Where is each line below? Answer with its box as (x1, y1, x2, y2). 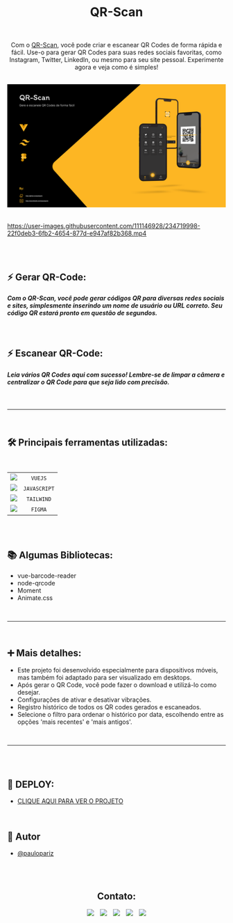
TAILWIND (26, 496, 52, 503)
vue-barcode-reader (17, 571, 76, 580)
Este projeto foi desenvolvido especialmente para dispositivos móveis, (17, 665, 218, 674)
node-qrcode (17, 578, 55, 587)
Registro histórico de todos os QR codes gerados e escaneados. (17, 702, 202, 711)
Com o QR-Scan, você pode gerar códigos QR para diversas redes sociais (7, 294, 225, 303)
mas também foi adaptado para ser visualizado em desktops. (17, 673, 192, 681)
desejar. (17, 688, 40, 696)
